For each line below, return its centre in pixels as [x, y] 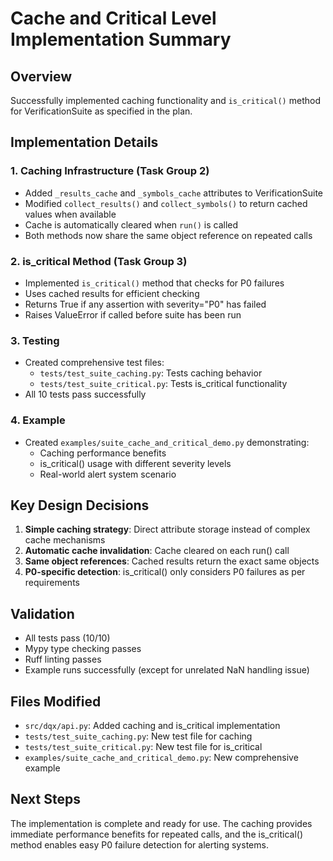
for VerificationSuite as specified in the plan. [101, 111]
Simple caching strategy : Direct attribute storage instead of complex [167, 529]
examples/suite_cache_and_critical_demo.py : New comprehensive [161, 758]
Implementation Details [84, 142]
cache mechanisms [65, 540]
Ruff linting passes [63, 659]
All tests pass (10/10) [67, 638]
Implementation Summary [121, 39]
